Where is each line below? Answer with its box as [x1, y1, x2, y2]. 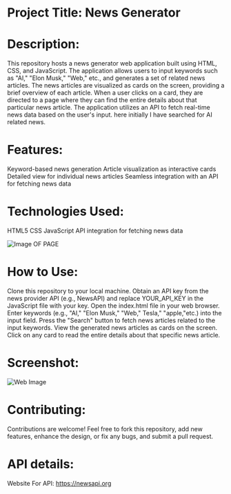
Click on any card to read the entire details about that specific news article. [7, 330, 221, 339]
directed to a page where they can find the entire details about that [7, 96, 198, 104]
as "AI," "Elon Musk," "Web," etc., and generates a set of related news [7, 74, 205, 82]
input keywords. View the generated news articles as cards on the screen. [7, 323, 218, 332]
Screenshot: [7, 355, 79, 370]
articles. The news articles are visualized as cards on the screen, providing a [7, 81, 225, 90]
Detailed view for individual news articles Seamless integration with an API [7, 172, 219, 181]
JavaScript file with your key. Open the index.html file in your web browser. [7, 302, 220, 310]
